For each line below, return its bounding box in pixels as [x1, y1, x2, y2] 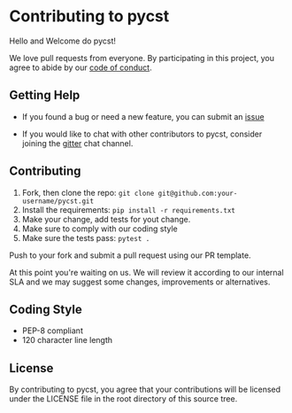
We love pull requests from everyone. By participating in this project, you [9, 52, 274, 63]
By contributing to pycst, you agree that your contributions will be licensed [9, 384, 281, 395]
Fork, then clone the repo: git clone [21, 187, 155, 198]
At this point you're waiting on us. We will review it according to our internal [9, 267, 285, 277]
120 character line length [21, 335, 113, 346]
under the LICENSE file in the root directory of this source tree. [9, 394, 238, 404]
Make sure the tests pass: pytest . [21, 232, 150, 243]
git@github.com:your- [158, 189, 238, 198]
